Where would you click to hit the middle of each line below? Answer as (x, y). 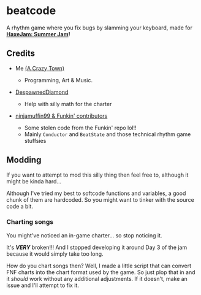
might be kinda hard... (34, 181)
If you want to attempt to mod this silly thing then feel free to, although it (97, 175)
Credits (21, 54)
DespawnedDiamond (42, 92)
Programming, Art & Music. (59, 80)
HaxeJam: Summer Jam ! (38, 34)
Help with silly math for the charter (68, 104)
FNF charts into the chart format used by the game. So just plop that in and (101, 272)
